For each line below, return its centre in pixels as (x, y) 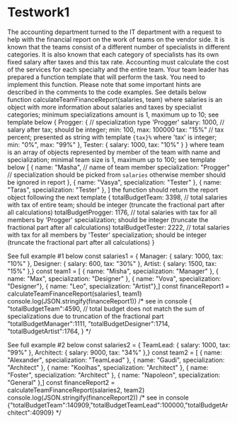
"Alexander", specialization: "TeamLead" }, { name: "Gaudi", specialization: (116, 360)
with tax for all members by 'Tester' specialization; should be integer (107, 235)
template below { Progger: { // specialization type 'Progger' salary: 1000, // (116, 122)
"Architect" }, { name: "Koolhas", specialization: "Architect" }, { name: (108, 367)
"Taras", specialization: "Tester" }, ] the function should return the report (113, 190)
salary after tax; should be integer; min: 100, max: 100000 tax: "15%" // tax (116, 129)
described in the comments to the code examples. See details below (107, 92)
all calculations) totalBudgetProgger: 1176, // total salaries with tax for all (112, 212)
